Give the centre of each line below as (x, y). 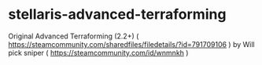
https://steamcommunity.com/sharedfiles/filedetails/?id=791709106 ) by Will (131, 44)
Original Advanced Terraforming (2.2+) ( (74, 36)
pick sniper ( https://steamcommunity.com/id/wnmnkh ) (98, 52)
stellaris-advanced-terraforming (117, 14)
